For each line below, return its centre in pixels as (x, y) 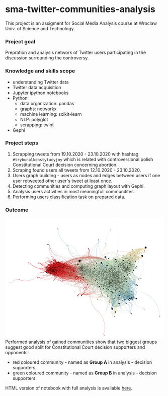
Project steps (22, 143)
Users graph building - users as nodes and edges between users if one (86, 175)
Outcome (17, 210)
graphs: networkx (38, 109)
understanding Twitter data (40, 82)
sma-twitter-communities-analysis (80, 9)
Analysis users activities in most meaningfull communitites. (74, 191)
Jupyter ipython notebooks (40, 93)
